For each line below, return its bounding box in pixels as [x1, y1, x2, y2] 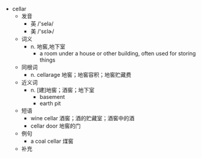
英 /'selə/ [30, 20, 54, 27]
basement [39, 93, 65, 100]
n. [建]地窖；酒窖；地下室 [30, 87, 95, 93]
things [39, 56, 56, 63]
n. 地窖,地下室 [30, 43, 65, 50]
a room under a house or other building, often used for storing [39, 50, 196, 57]
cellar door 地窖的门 [30, 122, 81, 129]
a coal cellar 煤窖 [30, 137, 73, 145]
